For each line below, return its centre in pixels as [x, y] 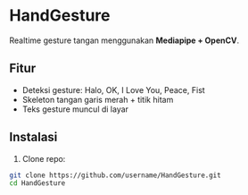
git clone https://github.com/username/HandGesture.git [115, 175]
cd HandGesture [37, 183]
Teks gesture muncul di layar [75, 109]
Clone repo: [44, 158]
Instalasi [33, 137]
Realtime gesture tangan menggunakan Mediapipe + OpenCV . [124, 40]
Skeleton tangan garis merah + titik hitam [98, 99]
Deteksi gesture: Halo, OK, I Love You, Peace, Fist [113, 89]
